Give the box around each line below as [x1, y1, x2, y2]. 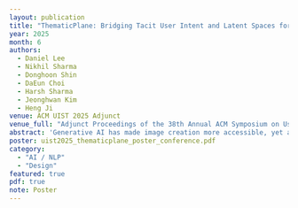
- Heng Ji [17, 104, 53, 112]
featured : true [9, 169, 66, 178]
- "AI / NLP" [17, 152, 66, 162]
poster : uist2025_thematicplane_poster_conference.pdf [9, 136, 216, 145]
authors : [9, 46, 42, 55]
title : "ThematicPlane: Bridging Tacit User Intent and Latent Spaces [9, 21, 276, 30]
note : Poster [9, 186, 58, 195]
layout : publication [9, 12, 86, 22]
